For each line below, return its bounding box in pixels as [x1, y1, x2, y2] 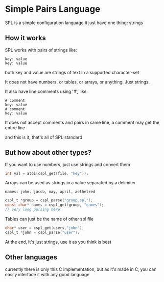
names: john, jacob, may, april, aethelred [5, 189, 95, 195]
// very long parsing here [5, 207, 60, 212]
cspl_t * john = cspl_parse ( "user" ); [5, 230, 80, 235]
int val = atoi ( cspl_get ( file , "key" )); [5, 171, 89, 176]
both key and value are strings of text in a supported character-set [5, 69, 140, 75]
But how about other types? [5, 148, 92, 157]
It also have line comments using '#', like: [5, 88, 88, 94]
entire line [5, 124, 25, 131]
